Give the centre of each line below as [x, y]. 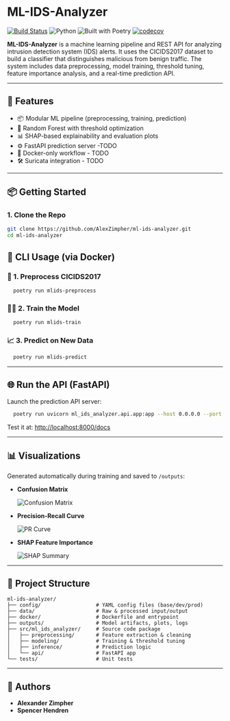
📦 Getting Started [47, 192]
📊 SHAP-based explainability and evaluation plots [88, 136]
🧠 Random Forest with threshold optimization [80, 128]
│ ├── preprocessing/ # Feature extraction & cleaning [99, 635]
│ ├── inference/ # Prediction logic [79, 647]
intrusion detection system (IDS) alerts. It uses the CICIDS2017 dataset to [110, 51]
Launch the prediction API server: [54, 401]
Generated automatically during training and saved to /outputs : [96, 476]
